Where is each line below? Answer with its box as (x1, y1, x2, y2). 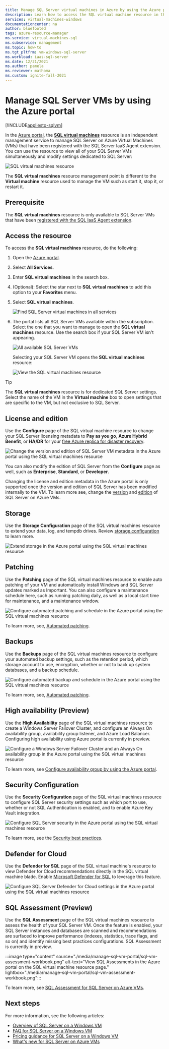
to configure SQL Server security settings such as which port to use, (5, 799, 147, 805)
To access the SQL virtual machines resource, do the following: (5, 245, 138, 251)
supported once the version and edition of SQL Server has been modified (5, 484, 157, 490)
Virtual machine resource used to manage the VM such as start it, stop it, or (5, 178, 163, 184)
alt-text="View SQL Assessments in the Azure (65, 959, 160, 965)
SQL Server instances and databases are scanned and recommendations (5, 927, 157, 934)
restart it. (5, 184, 24, 190)
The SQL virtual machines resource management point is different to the (5, 172, 157, 179)
